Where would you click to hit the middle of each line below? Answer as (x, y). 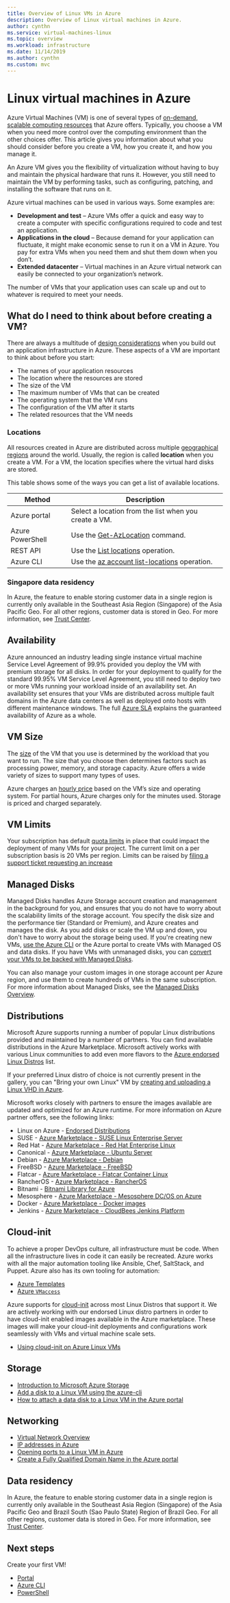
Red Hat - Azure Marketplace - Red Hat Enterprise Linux (96, 1145)
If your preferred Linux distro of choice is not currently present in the (104, 1075)
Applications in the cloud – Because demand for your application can (115, 237)
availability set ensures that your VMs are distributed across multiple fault (111, 693)
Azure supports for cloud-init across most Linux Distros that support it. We (112, 1304)
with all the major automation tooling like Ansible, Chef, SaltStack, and (105, 1263)
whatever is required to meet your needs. (65, 294)
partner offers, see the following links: (61, 1118)
